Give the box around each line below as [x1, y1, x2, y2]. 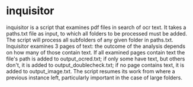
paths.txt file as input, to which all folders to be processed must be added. [6, 30, 188, 37]
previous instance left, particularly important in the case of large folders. [6, 74, 182, 81]
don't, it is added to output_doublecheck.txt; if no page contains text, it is [6, 61, 185, 69]
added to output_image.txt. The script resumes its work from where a [6, 67, 176, 75]
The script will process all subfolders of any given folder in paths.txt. [6, 36, 173, 43]
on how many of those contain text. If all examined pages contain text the [6, 49, 185, 56]
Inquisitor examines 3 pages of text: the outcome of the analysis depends [6, 43, 185, 50]
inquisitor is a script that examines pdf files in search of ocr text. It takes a [6, 24, 186, 31]
